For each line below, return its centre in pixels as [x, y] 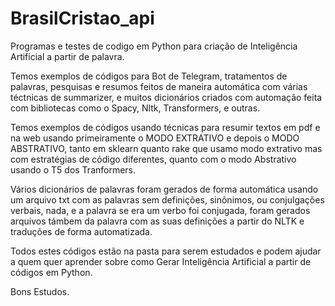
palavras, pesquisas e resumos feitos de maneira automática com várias [159, 86]
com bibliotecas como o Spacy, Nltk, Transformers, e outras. [135, 108]
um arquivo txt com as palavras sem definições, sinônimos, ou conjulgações [167, 199]
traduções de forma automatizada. [81, 231]
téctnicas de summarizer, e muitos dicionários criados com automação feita [166, 97]
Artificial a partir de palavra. [67, 56]
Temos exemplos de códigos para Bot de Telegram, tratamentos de [149, 76]
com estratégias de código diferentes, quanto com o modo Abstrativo [153, 159]
